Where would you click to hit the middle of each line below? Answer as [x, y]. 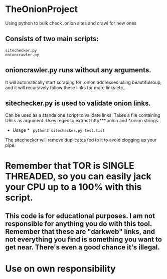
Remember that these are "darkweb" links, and [80, 231]
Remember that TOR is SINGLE [70, 166]
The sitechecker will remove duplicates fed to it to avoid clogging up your [81, 140]
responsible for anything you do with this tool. [78, 224]
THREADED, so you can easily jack [78, 176]
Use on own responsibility [61, 269]
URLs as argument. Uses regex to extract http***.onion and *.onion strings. [82, 121]
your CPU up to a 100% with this [73, 187]
